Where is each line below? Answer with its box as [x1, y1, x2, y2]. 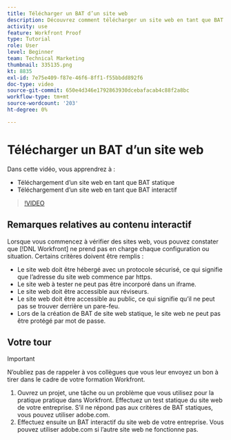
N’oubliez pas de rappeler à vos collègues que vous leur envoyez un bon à [7, 368, 219, 377]
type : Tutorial [7, 36, 51, 43]
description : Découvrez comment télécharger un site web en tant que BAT [7, 17, 224, 23]
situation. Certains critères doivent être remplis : [7, 252, 144, 260]
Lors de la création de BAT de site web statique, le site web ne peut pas [17, 309, 221, 317]
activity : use [7, 23, 48, 30]
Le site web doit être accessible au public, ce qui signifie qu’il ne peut [17, 294, 215, 303]
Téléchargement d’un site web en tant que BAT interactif [17, 186, 177, 194]
